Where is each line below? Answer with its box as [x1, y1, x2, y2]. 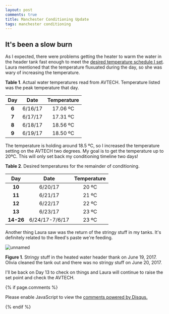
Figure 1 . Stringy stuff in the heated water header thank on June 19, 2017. [5, 254, 157, 260]
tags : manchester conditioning [5, 21, 71, 27]
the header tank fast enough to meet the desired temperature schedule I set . [5, 59, 164, 65]
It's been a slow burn [5, 40, 73, 48]
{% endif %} [5, 304, 31, 310]
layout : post [5, 7, 33, 13]
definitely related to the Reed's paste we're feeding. [5, 235, 113, 241]
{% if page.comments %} [5, 284, 58, 290]
